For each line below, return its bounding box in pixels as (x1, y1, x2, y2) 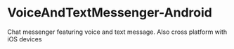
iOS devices (7, 35, 42, 43)
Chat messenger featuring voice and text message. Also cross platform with (7, 28, 228, 36)
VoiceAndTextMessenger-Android (7, 5, 212, 21)
